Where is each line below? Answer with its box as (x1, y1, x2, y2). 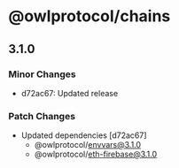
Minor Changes (8, 68, 76, 80)
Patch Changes (8, 110, 76, 122)
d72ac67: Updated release (20, 88, 119, 98)
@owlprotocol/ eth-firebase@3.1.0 (34, 149, 158, 160)
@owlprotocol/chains (8, 6, 171, 27)
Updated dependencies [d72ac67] (20, 130, 147, 141)
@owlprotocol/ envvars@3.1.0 (34, 140, 142, 150)
